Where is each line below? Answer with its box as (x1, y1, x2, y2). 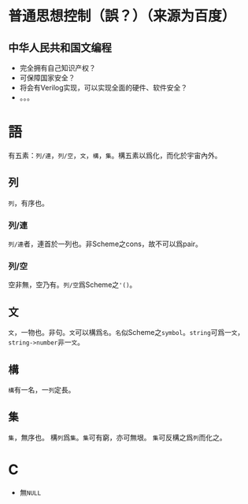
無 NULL (19, 487, 42, 497)
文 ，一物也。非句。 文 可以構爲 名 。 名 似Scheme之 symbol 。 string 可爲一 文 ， (8, 328, 245, 337)
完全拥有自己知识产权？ (19, 64, 96, 72)
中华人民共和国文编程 (8, 41, 112, 54)
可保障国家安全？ (19, 73, 76, 83)
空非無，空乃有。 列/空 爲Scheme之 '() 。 (8, 280, 137, 289)
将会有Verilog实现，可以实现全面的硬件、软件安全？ (19, 83, 188, 92)
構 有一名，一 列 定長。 (8, 384, 76, 394)
